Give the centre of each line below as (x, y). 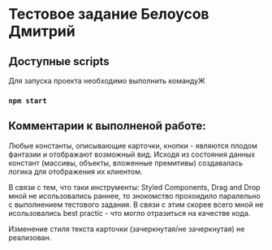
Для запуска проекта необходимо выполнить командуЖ (107, 81)
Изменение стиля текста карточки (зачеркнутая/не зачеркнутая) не (127, 229)
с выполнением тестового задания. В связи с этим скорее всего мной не (136, 205)
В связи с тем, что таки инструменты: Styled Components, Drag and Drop (135, 187)
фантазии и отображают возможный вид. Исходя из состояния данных (132, 154)
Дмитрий (42, 31)
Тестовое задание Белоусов (109, 14)
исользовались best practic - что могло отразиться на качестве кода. (130, 213)
